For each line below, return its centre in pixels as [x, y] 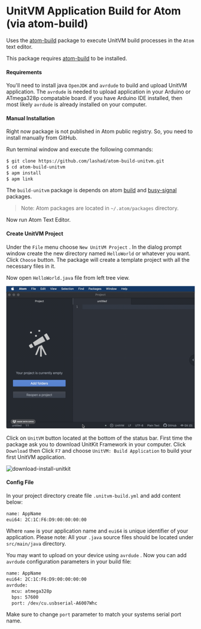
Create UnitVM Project [35, 233]
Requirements [24, 72]
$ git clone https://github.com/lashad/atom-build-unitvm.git [85, 161]
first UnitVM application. [36, 457]
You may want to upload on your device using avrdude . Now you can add [97, 555]
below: [14, 502]
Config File [20, 482]
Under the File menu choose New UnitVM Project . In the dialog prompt [94, 247]
